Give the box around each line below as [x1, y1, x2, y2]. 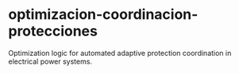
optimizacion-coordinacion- [8, 6, 199, 24]
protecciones [8, 22, 98, 40]
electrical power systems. [8, 57, 93, 66]
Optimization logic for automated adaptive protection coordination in [8, 48, 232, 57]
